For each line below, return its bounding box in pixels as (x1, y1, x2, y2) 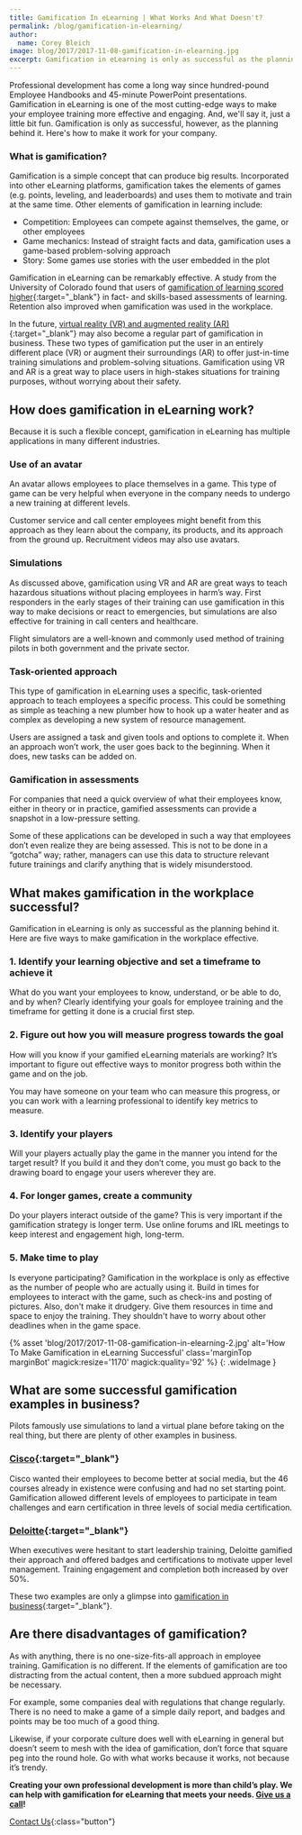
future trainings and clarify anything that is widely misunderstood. (9, 859, 253, 870)
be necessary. (9, 1679, 62, 1690)
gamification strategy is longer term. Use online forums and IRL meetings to (9, 1220, 289, 1231)
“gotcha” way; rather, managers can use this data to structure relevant (9, 849, 270, 860)
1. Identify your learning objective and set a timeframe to (9, 956, 261, 968)
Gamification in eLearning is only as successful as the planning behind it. (9, 923, 280, 934)
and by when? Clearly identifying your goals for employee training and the (9, 996, 284, 1007)
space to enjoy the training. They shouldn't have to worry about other (9, 1310, 267, 1321)
